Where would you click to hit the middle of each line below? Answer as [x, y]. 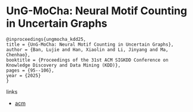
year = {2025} [24, 75]
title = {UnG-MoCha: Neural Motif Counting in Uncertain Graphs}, [90, 44]
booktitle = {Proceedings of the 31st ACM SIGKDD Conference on [87, 60]
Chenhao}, [18, 55]
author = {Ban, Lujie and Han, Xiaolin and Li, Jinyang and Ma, [87, 49]
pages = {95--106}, [30, 70]
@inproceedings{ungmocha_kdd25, [46, 39]
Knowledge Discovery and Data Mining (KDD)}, [63, 65]
